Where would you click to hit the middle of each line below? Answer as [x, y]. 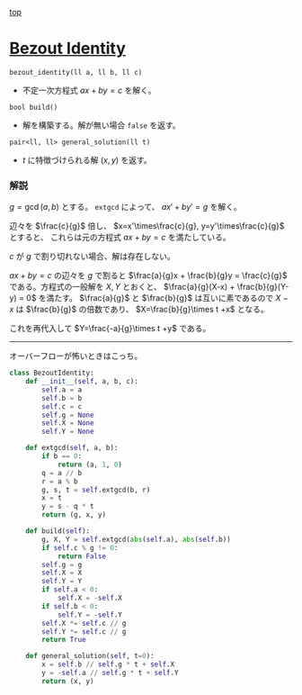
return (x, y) [68, 681]
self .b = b [62, 398]
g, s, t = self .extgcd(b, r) [96, 490]
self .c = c [62, 406]
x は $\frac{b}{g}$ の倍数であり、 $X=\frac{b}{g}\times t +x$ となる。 [139, 310]
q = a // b [62, 473]
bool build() [34, 107]
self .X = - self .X [90, 598]
